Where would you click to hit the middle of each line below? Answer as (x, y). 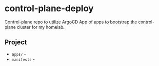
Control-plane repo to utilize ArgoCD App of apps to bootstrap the (71, 22)
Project (16, 42)
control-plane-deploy (49, 8)
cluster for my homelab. (41, 27)
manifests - (23, 59)
